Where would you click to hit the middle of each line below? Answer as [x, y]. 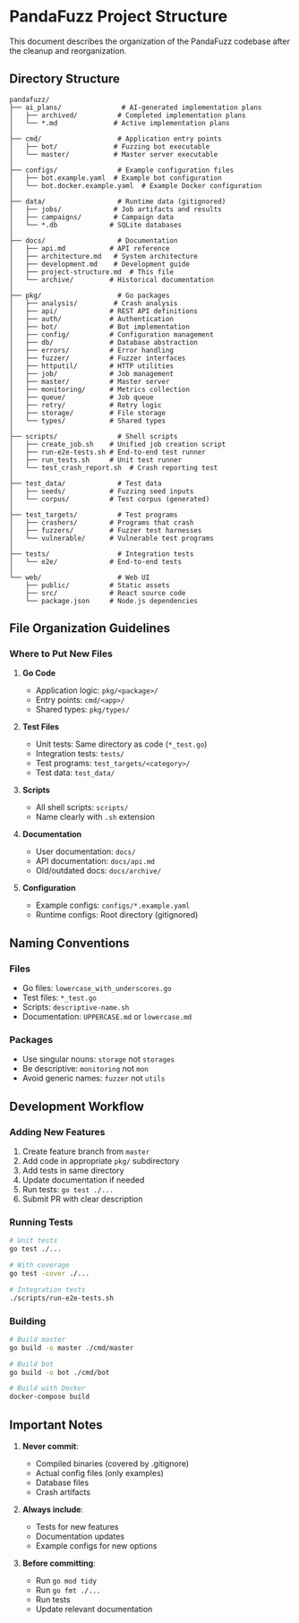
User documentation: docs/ [85, 851]
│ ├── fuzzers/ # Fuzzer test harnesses [106, 530]
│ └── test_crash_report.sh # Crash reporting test [114, 467]
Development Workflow [77, 1106]
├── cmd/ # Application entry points [115, 139]
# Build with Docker [48, 1388]
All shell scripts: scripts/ [82, 807]
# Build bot [31, 1364]
